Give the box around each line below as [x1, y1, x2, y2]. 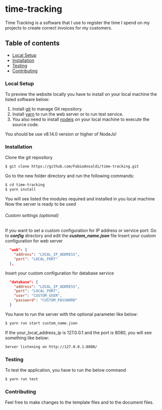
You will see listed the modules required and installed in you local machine [5, 195, 155, 202]
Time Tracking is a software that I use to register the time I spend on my [5, 20, 150, 26]
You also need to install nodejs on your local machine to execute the [12, 116, 150, 122]
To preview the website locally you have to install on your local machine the [5, 91, 158, 97]
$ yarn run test [5, 377, 38, 382]
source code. [12, 122, 39, 128]
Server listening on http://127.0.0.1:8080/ [5, 344, 97, 349]
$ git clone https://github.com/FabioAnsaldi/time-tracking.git [5, 164, 139, 169]
